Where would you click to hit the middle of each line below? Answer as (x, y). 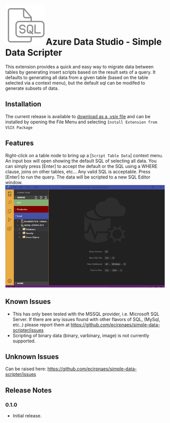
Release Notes (29, 390)
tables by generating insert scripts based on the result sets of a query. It (80, 72)
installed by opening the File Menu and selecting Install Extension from (81, 122)
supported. (24, 341)
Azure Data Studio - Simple (104, 42)
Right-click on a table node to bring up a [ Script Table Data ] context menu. (84, 155)
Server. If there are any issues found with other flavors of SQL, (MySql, (86, 319)
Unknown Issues (32, 357)
